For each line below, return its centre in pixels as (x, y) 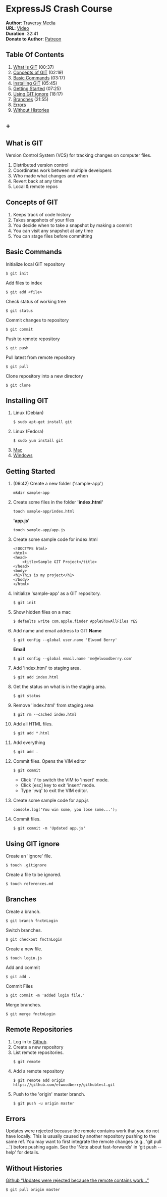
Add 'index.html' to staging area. (47, 668)
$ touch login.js (24, 958)
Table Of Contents (35, 55)
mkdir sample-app (31, 493)
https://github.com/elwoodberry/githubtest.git (64, 1085)
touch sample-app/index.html (44, 512)
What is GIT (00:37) (34, 67)
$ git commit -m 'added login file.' (45, 995)
